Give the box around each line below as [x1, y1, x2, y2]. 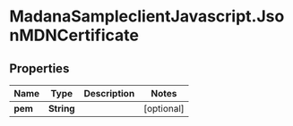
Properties [9, 61, 70, 76]
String [47, 103, 75, 114]
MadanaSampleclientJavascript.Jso [9, 6, 285, 27]
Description [83, 88, 135, 99]
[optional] [142, 103, 185, 114]
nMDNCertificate [9, 25, 139, 46]
